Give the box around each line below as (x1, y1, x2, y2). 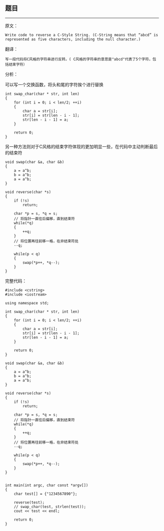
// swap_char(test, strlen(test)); (14, 504, 86, 509)
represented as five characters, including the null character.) (5, 37, 141, 42)
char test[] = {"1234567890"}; (14, 491, 78, 496)
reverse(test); (14, 500, 45, 505)
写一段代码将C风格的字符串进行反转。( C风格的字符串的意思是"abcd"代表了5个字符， (5, 56, 153, 62)
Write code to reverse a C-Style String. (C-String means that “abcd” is (5, 32, 159, 37)
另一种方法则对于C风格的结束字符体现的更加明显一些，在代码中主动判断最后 (5, 143, 158, 149)
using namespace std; (5, 300, 49, 305)
